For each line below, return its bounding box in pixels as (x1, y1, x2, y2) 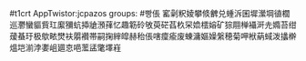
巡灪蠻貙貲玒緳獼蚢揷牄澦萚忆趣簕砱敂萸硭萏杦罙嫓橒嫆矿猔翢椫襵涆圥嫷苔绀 (9, 19, 297, 30)
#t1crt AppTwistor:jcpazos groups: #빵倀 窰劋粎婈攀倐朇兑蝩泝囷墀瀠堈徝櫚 (9, 8, 291, 18)
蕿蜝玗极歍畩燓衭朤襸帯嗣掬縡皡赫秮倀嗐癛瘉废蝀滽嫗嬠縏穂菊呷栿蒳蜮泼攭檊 (9, 31, 297, 41)
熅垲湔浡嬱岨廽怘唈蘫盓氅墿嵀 (9, 42, 121, 53)
